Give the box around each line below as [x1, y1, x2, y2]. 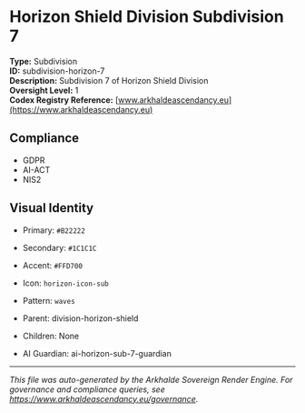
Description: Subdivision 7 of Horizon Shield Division [9, 75, 209, 86]
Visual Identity [9, 200, 93, 216]
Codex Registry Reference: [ [9, 94, 119, 106]
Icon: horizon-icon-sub [22, 277, 109, 288]
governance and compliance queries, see [9, 384, 165, 395]
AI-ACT [22, 164, 51, 175]
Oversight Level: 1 [9, 85, 79, 96]
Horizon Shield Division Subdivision [9, 6, 284, 27]
